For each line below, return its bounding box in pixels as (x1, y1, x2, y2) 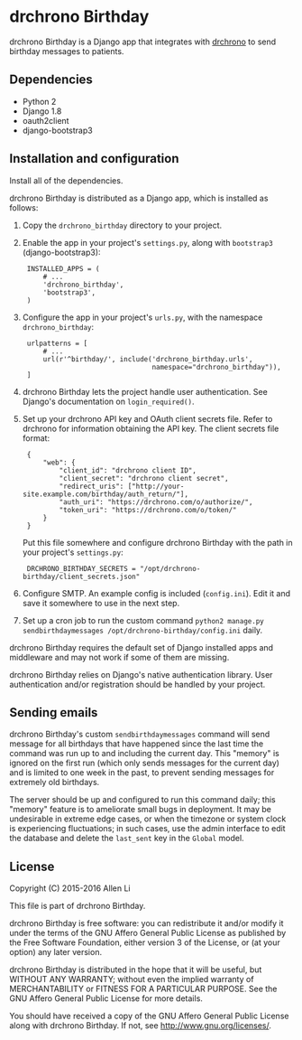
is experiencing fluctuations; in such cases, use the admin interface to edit (9, 823, 286, 834)
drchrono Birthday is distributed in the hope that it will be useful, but (9, 964, 262, 975)
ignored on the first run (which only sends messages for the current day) (9, 757, 279, 769)
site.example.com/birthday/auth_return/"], (22, 490, 189, 499)
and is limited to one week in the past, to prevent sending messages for (9, 767, 275, 778)
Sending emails (9, 705, 98, 720)
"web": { (42, 458, 76, 467)
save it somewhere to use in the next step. (22, 597, 180, 608)
